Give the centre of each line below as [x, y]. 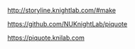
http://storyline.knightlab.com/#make [61, 10]
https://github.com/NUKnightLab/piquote [67, 24]
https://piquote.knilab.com [46, 38]
